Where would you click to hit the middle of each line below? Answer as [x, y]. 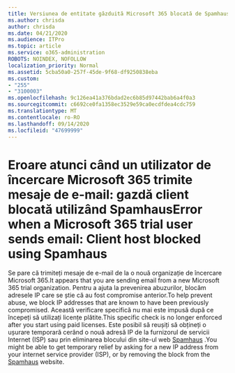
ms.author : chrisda [36, 20]
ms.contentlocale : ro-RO [44, 117]
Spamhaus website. [36, 362]
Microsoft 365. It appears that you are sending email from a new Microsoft [114, 280]
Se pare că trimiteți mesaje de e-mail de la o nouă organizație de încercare [115, 273]
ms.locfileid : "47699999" [45, 130]
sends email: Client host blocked [105, 239]
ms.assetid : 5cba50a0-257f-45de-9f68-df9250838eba [83, 72]
